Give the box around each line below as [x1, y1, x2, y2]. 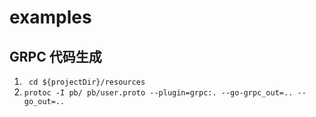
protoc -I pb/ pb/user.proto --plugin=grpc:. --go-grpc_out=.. [23, 88, 294, 98]
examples [9, 6, 92, 29]
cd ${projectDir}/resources [28, 77, 146, 87]
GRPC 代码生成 [9, 48, 102, 65]
